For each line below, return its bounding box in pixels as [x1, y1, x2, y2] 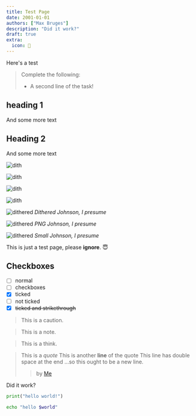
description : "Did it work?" [6, 25, 80, 32]
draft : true [6, 31, 36, 37]
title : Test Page [6, 8, 50, 15]
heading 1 [6, 100, 43, 111]
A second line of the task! [30, 82, 94, 89]
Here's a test [6, 59, 38, 67]
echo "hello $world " [6, 404, 58, 410]
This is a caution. [21, 316, 64, 323]
